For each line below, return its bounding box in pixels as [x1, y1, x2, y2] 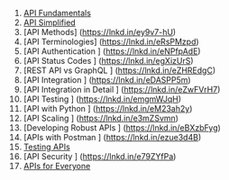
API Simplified [23, 17, 76, 28]
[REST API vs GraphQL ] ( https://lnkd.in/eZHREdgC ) [23, 65, 216, 76]
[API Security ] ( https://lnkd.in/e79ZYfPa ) [23, 151, 177, 161]
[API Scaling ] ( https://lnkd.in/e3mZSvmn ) [23, 112, 179, 123]
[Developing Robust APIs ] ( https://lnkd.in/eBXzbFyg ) [23, 122, 222, 133]
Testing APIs [23, 141, 70, 152]
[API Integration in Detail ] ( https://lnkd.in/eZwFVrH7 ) [23, 85, 221, 94]
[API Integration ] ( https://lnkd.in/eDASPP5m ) [23, 75, 192, 85]
